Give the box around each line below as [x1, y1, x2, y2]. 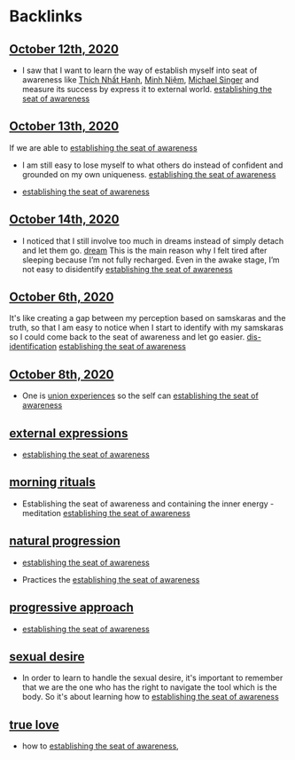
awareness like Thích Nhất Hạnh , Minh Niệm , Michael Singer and [21, 74, 260, 85]
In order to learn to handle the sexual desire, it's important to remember [21, 672, 283, 684]
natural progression [9, 534, 121, 549]
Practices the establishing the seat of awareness [21, 574, 200, 584]
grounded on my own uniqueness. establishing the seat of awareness [21, 168, 276, 179]
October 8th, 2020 [9, 366, 114, 382]
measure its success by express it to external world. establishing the [21, 84, 273, 94]
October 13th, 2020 [9, 119, 120, 134]
